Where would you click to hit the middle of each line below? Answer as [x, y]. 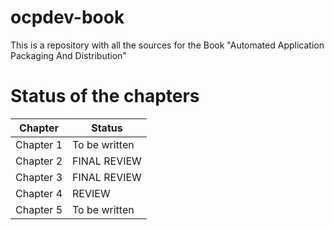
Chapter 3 [39, 177]
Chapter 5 [39, 209]
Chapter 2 [39, 161]
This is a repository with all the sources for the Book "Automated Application [167, 45]
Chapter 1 [39, 144]
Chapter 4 [39, 193]
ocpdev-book [67, 17]
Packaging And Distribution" [68, 55]
